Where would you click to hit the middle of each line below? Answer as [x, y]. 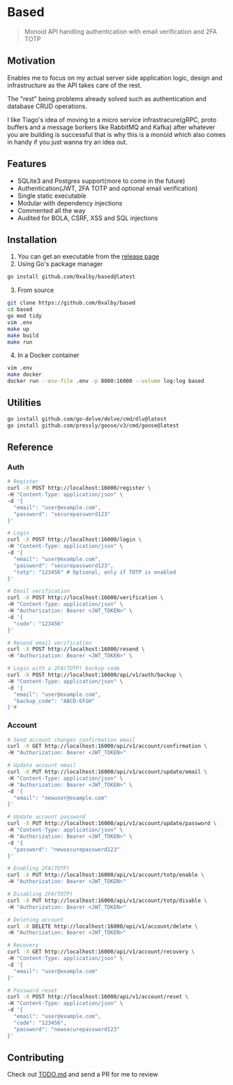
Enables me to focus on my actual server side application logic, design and [115, 78]
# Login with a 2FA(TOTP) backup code [63, 669]
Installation [32, 239]
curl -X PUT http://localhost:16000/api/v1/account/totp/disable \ [107, 901]
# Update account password [46, 817]
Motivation [31, 61]
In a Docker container [48, 355]
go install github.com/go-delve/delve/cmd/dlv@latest [87, 419]
